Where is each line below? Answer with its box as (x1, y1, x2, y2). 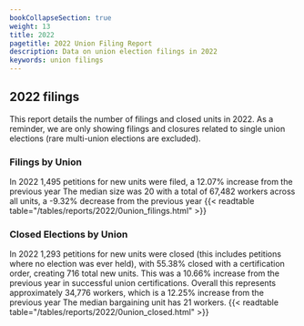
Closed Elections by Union (9, 229, 128, 241)
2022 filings (9, 89, 80, 105)
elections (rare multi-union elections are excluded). (9, 133, 202, 144)
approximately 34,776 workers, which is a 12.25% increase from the (9, 288, 264, 299)
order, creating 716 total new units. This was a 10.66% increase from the (9, 268, 280, 279)
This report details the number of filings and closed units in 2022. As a (9, 113, 274, 124)
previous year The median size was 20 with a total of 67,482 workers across (9, 186, 296, 197)
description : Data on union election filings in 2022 (9, 47, 218, 56)
